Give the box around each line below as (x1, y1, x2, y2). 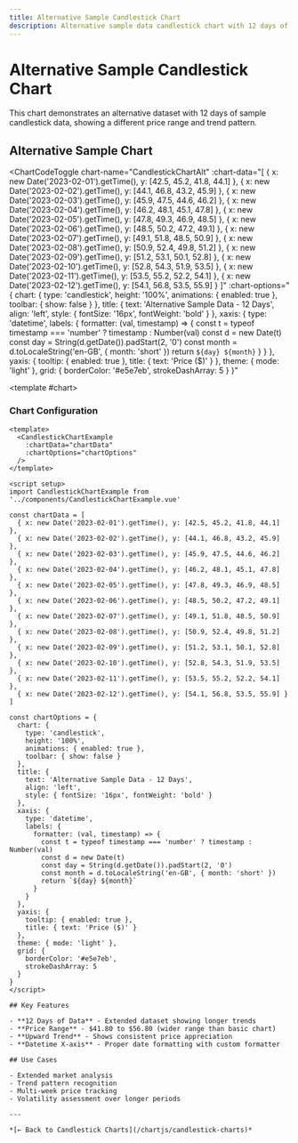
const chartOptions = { (9, 712, 98, 721)
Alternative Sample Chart (9, 143, 153, 158)
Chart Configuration (9, 405, 99, 417)
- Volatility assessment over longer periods (9, 1094, 181, 1103)
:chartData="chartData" (25, 440, 114, 449)
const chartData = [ (9, 511, 86, 519)
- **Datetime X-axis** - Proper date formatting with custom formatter (9, 1040, 280, 1049)
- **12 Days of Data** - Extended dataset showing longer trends (9, 1016, 256, 1026)
